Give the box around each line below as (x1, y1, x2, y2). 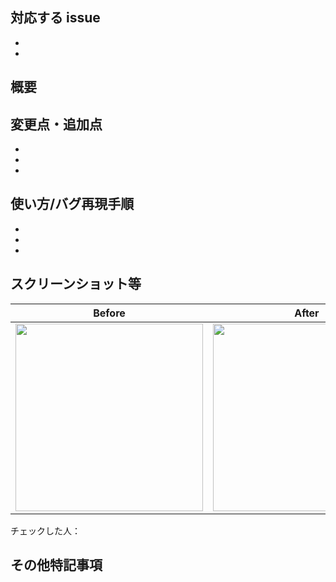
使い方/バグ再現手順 (10, 196, 135, 213)
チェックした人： (10, 524, 81, 537)
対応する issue (10, 9, 101, 27)
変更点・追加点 (10, 116, 103, 133)
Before (93, 306, 126, 320)
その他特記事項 (10, 557, 103, 574)
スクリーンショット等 (10, 276, 142, 293)
